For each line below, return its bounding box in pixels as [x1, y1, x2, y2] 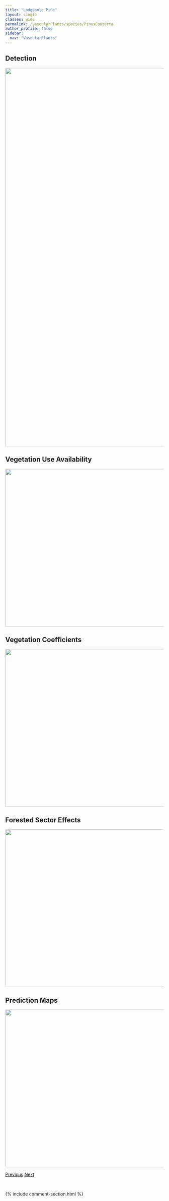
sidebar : [5, 31, 24, 36]
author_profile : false [5, 26, 53, 31]
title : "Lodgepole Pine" [5, 7, 57, 13]
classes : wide [5, 17, 35, 22]
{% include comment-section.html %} [5, 1191, 84, 1197]
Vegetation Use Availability [5, 455, 92, 464]
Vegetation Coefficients [5, 635, 82, 644]
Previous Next [5, 1171, 35, 1177]
